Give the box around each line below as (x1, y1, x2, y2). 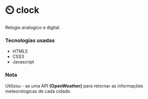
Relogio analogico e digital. (5, 24, 61, 30)
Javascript (12, 59, 34, 65)
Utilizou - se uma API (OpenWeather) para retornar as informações (5, 82, 144, 88)
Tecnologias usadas (5, 36, 55, 43)
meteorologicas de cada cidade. (5, 88, 71, 94)
